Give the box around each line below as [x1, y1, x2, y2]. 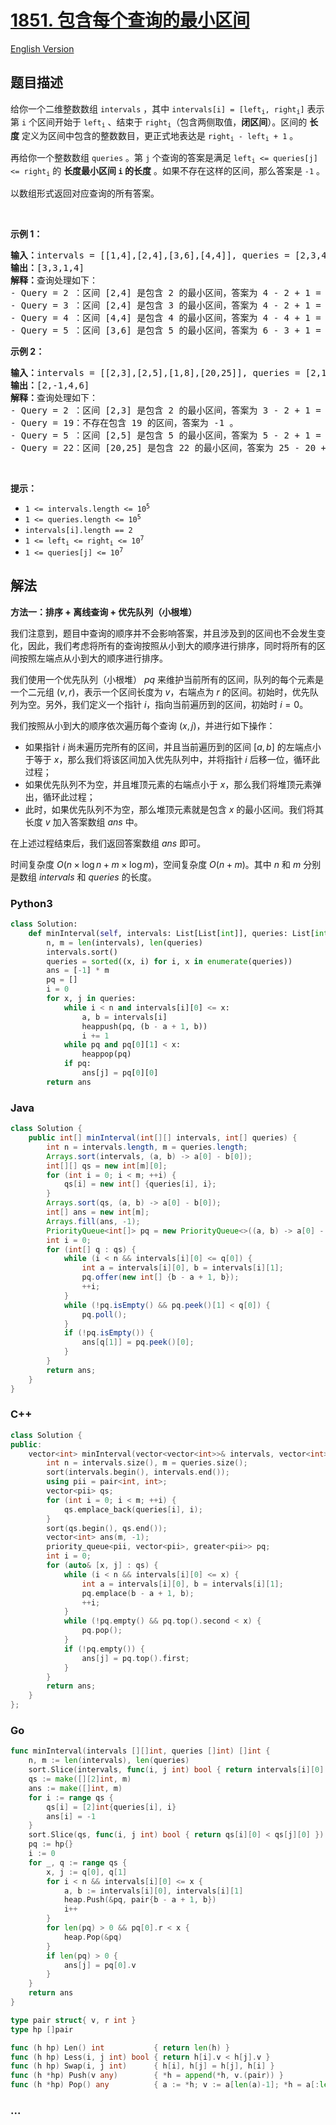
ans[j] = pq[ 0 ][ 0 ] [81, 1068, 159, 1078]
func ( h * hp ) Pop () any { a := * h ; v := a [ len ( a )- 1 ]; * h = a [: [10, 2080, 320, 2090]
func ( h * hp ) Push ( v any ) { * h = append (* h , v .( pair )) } [10, 2071, 284, 2081]
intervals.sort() [46, 947, 118, 957]
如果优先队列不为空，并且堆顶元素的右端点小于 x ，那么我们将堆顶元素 [24, 778, 313, 790]
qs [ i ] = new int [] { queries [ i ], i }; [63, 1179, 217, 1190]
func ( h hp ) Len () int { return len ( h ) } [10, 2042, 230, 2053]
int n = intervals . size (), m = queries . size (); [46, 1458, 248, 1468]
